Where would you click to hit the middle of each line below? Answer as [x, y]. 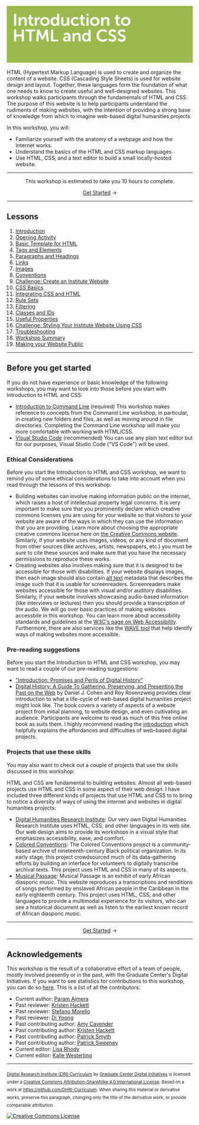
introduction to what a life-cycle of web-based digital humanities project [103, 699]
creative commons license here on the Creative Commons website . [97, 534]
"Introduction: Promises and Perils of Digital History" [79, 680]
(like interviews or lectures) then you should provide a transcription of [100, 603]
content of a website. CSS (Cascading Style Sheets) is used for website [94, 79]
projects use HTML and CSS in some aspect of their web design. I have [93, 789]
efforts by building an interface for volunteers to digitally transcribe [97, 863]
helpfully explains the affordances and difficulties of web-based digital [101, 730]
